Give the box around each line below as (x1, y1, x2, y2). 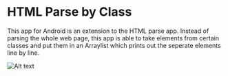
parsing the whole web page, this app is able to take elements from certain (7, 34, 219, 42)
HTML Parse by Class (7, 4, 132, 20)
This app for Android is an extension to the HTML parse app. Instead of (7, 27, 209, 35)
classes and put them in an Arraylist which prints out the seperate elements (7, 41, 222, 49)
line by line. (7, 49, 40, 57)
